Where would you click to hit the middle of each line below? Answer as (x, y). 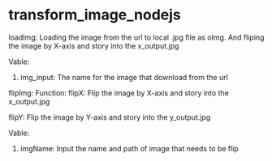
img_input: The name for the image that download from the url (124, 77)
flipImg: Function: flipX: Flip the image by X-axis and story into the (119, 93)
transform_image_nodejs (95, 15)
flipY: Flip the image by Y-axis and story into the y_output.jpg (110, 117)
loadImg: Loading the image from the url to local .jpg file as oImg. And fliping (136, 37)
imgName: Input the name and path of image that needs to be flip (130, 148)
